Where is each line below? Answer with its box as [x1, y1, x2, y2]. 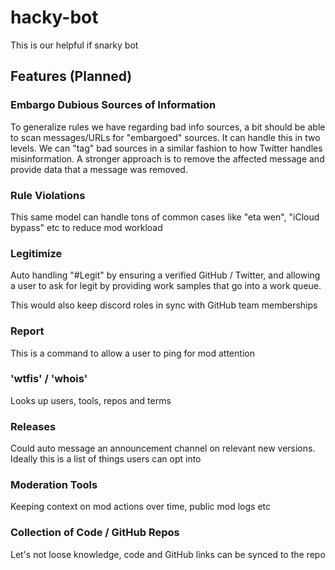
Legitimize [10, 246, 63, 260]
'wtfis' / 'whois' [10, 372, 88, 386]
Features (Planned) [10, 68, 133, 85]
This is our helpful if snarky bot [10, 39, 139, 51]
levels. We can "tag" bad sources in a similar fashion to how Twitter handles [10, 142, 323, 154]
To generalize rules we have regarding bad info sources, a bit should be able [10, 121, 326, 133]
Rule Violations [10, 188, 86, 202]
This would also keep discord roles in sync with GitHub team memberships [10, 299, 318, 311]
